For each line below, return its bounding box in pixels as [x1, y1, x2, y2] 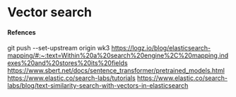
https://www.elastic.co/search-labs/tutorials [7, 74, 136, 82]
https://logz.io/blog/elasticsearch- [111, 44, 211, 52]
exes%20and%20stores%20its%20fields [7, 59, 129, 67]
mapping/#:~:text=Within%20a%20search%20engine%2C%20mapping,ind [7, 51, 228, 60]
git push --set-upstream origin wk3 [7, 44, 110, 52]
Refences [7, 28, 37, 36]
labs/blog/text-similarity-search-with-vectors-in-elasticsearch [7, 81, 189, 90]
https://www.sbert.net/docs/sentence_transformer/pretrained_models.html [7, 67, 225, 75]
